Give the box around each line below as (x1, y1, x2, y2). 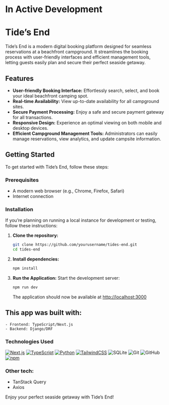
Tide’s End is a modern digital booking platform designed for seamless (5, 43, 152, 49)
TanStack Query (12, 379, 46, 385)
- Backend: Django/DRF (5, 326, 53, 331)
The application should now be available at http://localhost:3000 (12, 294, 147, 300)
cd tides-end (12, 247, 40, 252)
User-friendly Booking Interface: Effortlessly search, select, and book (12, 87, 160, 93)
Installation (5, 206, 34, 213)
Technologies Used (5, 338, 54, 345)
